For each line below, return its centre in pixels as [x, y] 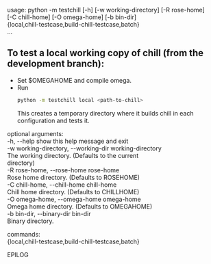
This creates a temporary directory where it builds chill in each [105, 113]
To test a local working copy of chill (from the [105, 53]
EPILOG [18, 254]
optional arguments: [35, 133]
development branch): [56, 64]
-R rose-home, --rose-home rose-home [63, 170]
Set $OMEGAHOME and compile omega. [74, 80]
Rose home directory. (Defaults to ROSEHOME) [74, 177]
